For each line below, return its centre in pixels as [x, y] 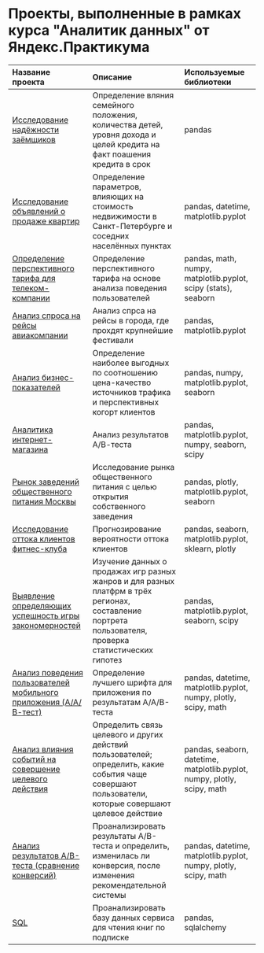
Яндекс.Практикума [79, 47]
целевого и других [128, 734]
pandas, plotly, [211, 482]
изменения [114, 875]
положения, [115, 115]
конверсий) [34, 875]
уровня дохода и [124, 135]
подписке [111, 937]
